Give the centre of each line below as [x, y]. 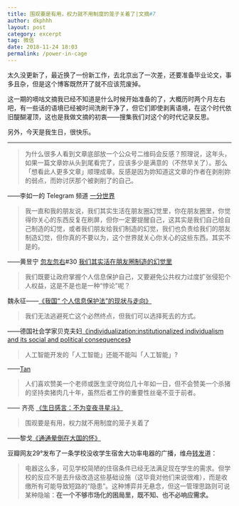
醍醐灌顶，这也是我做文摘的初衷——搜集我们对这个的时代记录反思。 [113, 117]
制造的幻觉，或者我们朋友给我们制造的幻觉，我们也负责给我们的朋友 [131, 228]
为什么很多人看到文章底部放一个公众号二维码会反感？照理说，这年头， [128, 153]
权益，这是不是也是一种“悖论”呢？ [81, 285]
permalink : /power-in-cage [47, 54]
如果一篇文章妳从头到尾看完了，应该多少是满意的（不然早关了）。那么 [126, 162]
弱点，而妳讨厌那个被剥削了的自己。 [84, 180]
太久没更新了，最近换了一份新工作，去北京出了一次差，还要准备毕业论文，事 [119, 75]
